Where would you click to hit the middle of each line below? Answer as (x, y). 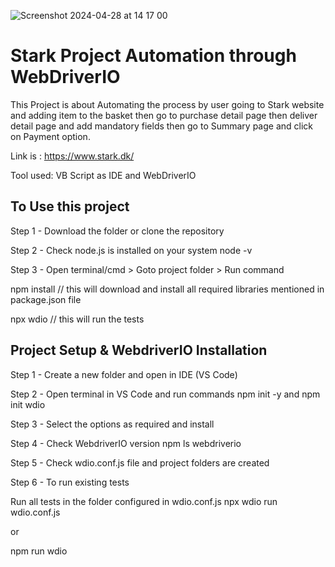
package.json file (46, 299)
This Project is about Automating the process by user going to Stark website (167, 104)
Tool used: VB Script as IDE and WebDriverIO (103, 175)
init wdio (28, 404)
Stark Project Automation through (153, 56)
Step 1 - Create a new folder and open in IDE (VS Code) (124, 374)
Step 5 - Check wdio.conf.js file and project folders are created (140, 462)
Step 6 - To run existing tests (70, 482)
